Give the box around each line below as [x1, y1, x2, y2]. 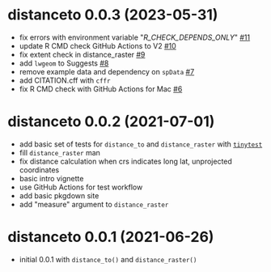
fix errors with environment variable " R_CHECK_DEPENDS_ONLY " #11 [19, 32, 251, 42]
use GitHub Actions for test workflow [19, 182, 143, 192]
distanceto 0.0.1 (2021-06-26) [7, 228, 214, 246]
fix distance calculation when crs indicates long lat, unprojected [19, 156, 232, 166]
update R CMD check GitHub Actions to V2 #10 [19, 40, 177, 50]
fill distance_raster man [19, 147, 100, 157]
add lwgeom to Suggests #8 [19, 58, 109, 68]
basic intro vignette [19, 173, 84, 183]
